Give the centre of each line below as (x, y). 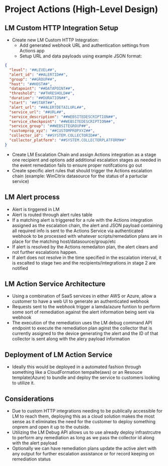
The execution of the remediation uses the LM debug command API (82, 323)
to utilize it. (23, 383)
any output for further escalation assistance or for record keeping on (83, 454)
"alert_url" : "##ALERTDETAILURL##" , (48, 107)
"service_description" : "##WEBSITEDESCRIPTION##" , (63, 117)
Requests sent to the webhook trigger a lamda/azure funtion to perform (86, 307)
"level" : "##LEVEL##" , (33, 70)
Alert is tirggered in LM (36, 209)
